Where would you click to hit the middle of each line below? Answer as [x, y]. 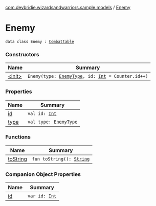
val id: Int [42, 113]
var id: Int [42, 196]
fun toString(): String [61, 159]
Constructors [22, 54]
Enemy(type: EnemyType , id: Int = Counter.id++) [88, 76]
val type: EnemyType [52, 122]
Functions [18, 137]
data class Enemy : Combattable [40, 41]
